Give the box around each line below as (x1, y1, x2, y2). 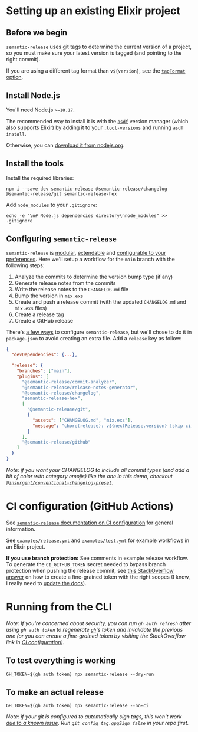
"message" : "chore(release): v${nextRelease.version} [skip (32, 423, 183, 429)
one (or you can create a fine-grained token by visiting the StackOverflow (6, 632, 186, 639)
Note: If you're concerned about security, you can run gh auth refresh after (6, 619, 192, 626)
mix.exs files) (14, 305, 47, 312)
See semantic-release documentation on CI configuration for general (6, 519, 174, 526)
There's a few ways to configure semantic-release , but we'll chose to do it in (6, 329, 192, 336)
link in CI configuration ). (6, 638, 65, 645)
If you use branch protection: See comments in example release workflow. (6, 554, 189, 562)
